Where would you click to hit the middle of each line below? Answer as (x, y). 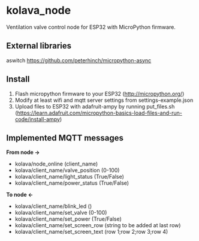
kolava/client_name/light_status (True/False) (70, 177)
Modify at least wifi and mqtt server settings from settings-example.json (104, 100)
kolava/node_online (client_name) (56, 164)
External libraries (39, 46)
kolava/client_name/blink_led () (53, 206)
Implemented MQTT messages (65, 138)
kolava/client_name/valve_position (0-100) (67, 170)
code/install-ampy (37, 119)
